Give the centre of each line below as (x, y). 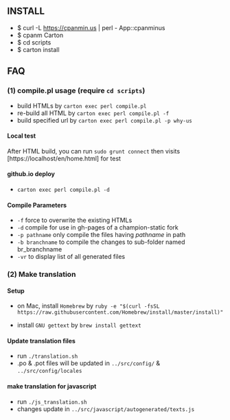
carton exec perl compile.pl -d (63, 190)
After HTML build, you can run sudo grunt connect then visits (94, 151)
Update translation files (41, 341)
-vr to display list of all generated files (71, 257)
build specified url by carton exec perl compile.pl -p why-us (104, 120)
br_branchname (39, 249)
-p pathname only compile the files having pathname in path (101, 235)
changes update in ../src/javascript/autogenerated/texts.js (106, 409)
